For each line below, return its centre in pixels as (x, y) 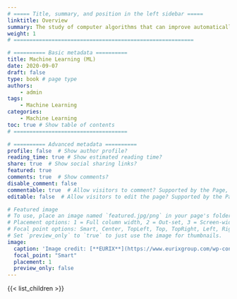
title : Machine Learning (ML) (52, 60)
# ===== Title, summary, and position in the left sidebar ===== (105, 14)
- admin (31, 92)
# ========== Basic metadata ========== (68, 53)
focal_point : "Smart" (45, 255)
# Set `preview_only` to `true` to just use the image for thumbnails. (115, 236)
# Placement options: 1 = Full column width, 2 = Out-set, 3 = (102, 223)
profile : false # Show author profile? (68, 151)
